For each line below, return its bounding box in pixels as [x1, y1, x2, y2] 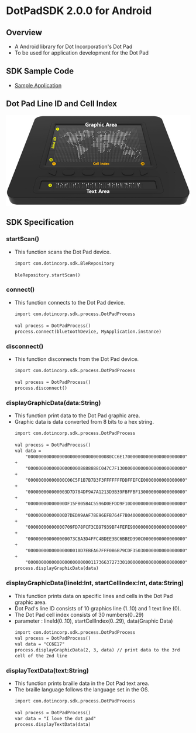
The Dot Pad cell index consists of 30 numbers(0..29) [14, 611, 144, 618]
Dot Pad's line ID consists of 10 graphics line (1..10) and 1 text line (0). [14, 604, 181, 612]
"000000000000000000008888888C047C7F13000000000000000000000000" [25, 465, 188, 472]
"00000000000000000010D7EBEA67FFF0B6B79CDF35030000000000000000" [25, 548, 188, 554]
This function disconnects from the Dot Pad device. [14, 356, 139, 363]
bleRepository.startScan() [14, 272, 81, 278]
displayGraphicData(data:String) [6, 399, 101, 407]
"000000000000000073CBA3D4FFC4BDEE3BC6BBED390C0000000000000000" [25, 536, 188, 542]
